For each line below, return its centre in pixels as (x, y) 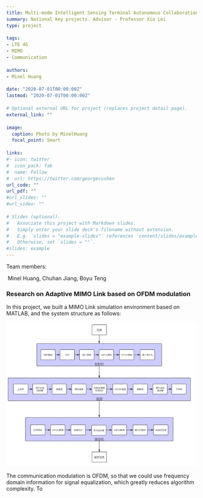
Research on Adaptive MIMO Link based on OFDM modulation (98, 294)
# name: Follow (27, 172)
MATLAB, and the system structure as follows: (64, 314)
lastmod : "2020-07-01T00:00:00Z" (48, 96)
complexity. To (24, 489)
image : (14, 128)
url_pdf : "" (21, 191)
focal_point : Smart (36, 140)
